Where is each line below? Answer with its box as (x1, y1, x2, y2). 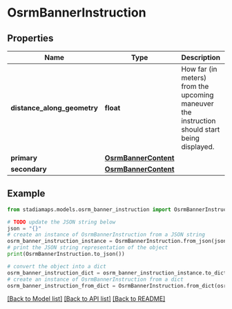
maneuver (181, 99, 214, 108)
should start (181, 125, 220, 134)
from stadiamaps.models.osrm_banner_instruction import (7, 206, 171, 213)
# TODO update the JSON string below (7, 219, 116, 226)
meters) (181, 73, 207, 82)
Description (181, 53, 221, 62)
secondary (10, 164, 47, 174)
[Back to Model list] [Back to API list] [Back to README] (7, 295, 166, 303)
